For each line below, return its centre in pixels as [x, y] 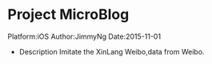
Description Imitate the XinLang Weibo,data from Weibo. [112, 51]
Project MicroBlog [68, 15]
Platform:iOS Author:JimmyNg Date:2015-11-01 [84, 36]
